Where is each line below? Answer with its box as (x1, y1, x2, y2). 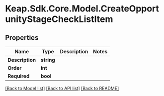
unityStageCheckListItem (5, 13, 113, 25)
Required (7, 73, 30, 80)
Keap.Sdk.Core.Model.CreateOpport (5, 3, 160, 14)
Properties (5, 33, 39, 42)
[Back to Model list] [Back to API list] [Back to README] (5, 86, 119, 91)
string (40, 57, 56, 63)
